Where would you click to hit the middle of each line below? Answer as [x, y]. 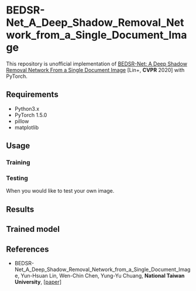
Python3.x [27, 108]
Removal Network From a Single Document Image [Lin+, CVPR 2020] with [95, 70]
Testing [17, 178]
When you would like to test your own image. [60, 191]
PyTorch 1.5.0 [31, 115]
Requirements [32, 95]
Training [18, 163]
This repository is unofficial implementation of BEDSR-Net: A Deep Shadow [97, 64]
